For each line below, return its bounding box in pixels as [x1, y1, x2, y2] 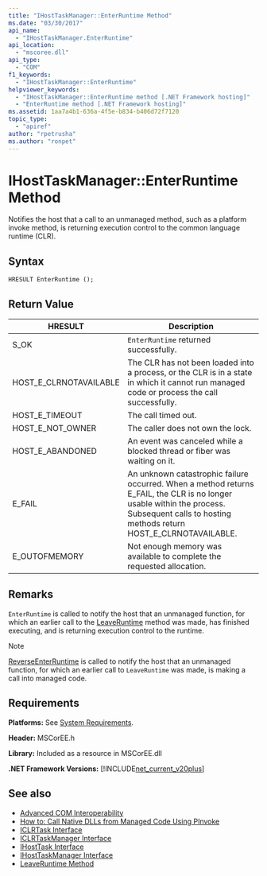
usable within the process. [127, 498, 226, 510]
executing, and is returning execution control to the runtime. [8, 626, 204, 635]
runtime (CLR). [8, 231, 56, 241]
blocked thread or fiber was [127, 446, 231, 457]
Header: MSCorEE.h [8, 733, 75, 742]
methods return [127, 518, 185, 529]
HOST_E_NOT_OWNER [12, 423, 97, 434]
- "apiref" [15, 122, 52, 130]
